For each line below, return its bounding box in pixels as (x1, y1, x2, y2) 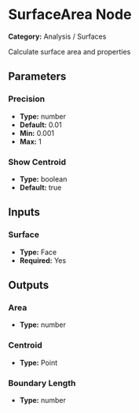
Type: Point (19, 358, 57, 367)
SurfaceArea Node (8, 6, 132, 24)
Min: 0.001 (19, 128, 55, 137)
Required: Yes (19, 255, 67, 265)
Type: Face (19, 247, 57, 257)
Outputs (8, 279, 49, 291)
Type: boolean (19, 174, 68, 183)
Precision (8, 93, 46, 104)
